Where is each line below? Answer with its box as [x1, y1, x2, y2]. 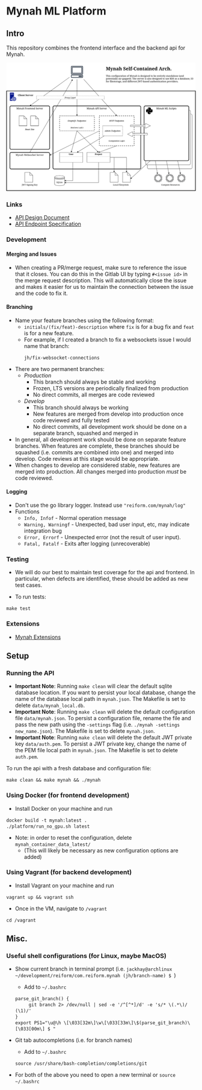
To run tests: [14, 593, 46, 601]
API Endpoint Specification [14, 220, 81, 227]
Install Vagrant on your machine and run [14, 882, 114, 889]
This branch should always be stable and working [32, 378, 156, 385]
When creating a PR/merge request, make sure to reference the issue [14, 264, 187, 271]
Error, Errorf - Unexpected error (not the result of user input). [23, 533, 182, 540]
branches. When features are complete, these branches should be [14, 442, 179, 449]
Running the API [6, 668, 55, 677]
